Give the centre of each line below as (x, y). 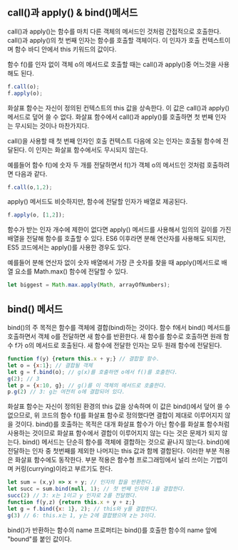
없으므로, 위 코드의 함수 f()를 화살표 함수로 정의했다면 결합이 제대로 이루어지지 (115, 415)
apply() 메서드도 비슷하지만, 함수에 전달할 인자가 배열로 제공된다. (98, 202)
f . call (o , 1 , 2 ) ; (30, 187)
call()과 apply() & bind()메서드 (73, 13)
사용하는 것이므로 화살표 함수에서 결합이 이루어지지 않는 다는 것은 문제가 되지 (114, 433)
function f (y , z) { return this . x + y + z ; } (71, 502)
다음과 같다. (31, 174)
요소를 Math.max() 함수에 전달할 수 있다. (71, 271)
